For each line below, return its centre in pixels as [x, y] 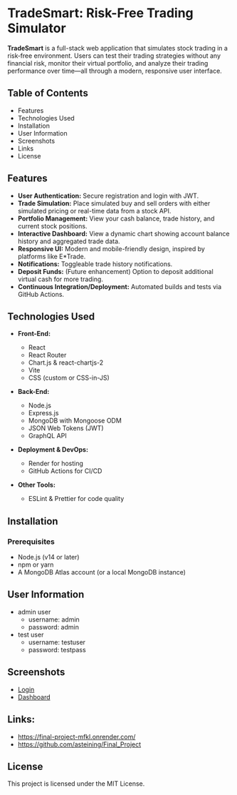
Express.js [43, 413]
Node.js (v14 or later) [48, 557]
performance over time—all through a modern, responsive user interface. [115, 71]
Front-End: [34, 334]
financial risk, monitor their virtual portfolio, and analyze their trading [108, 63]
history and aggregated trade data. [69, 241]
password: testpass [57, 649]
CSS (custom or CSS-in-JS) [69, 378]
